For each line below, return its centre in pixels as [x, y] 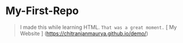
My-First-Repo [42, 11]
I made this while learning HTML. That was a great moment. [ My [98, 27]
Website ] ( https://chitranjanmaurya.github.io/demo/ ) [84, 33]
